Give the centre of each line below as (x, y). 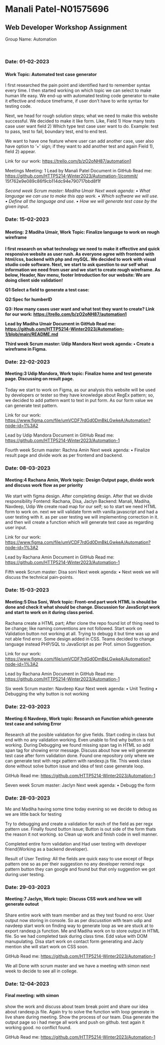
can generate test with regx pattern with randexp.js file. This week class (78, 761)
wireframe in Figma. (26, 349)
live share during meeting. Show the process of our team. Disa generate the (82, 1017)
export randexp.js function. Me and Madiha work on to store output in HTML (82, 931)
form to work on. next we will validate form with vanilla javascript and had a (82, 512)
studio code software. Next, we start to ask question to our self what (77, 264)
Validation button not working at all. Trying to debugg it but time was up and (82, 634)
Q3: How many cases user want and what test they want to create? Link (80, 309)
